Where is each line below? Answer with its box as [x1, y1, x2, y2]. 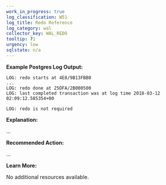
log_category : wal [6, 25, 52, 31]
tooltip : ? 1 [6, 36, 36, 42]
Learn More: [6, 162, 37, 169]
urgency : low [6, 42, 39, 48]
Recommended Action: [6, 139, 64, 146]
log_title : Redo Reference [6, 20, 73, 25]
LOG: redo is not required [6, 106, 73, 112]
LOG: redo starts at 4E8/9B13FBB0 [6, 74, 92, 80]
